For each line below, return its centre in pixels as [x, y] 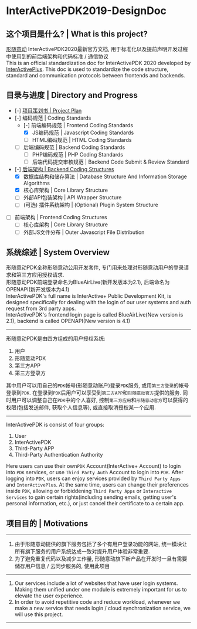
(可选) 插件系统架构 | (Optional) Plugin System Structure [91, 205]
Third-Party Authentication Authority [59, 455]
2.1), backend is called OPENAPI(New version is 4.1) [68, 321]
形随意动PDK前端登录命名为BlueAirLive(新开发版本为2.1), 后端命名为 [88, 282]
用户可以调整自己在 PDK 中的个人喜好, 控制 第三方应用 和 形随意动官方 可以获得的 [100, 400]
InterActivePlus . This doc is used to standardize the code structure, [87, 69]
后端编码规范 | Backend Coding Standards [74, 147]
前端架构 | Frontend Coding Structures [61, 217]
